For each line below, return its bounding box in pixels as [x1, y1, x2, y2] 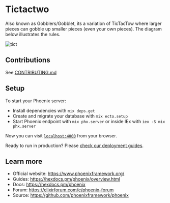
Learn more [5, 157, 43, 166]
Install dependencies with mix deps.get [12, 107, 95, 113]
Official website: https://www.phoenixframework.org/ [12, 170, 125, 177]
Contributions [5, 56, 50, 65]
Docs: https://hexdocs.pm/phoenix [12, 182, 86, 188]
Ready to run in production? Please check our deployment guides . [5, 142, 144, 149]
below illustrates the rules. [5, 31, 61, 37]
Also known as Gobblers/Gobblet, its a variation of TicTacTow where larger [5, 20, 162, 26]
